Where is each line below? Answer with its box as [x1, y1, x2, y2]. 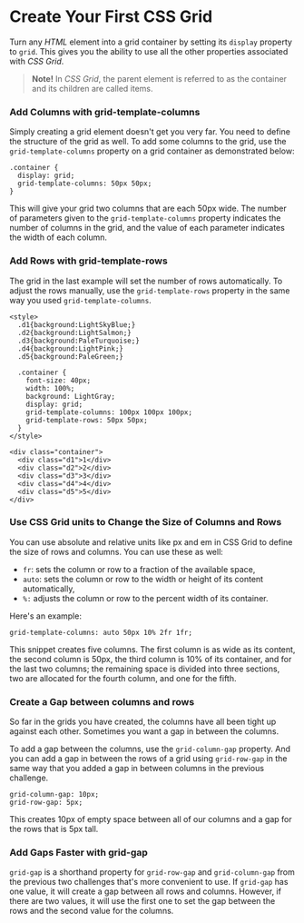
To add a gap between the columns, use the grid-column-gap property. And [9, 743, 291, 755]
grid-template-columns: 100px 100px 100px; [25, 407, 193, 417]
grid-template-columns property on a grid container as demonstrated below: [9, 145, 295, 156]
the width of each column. [9, 232, 107, 243]
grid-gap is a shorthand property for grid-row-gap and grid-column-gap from [9, 867, 295, 878]
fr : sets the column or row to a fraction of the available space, [22, 563, 256, 574]
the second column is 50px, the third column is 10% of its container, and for [9, 653, 292, 664]
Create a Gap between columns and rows [9, 695, 195, 708]
